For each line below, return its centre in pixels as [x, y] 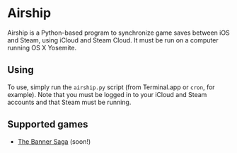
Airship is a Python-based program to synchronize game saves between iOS [118, 33]
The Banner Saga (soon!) [54, 141]
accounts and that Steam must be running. [69, 102]
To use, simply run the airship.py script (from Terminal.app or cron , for [111, 87]
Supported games [48, 124]
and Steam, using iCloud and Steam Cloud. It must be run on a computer [113, 40]
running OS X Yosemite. [42, 47]
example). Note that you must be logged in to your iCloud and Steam [107, 94]
